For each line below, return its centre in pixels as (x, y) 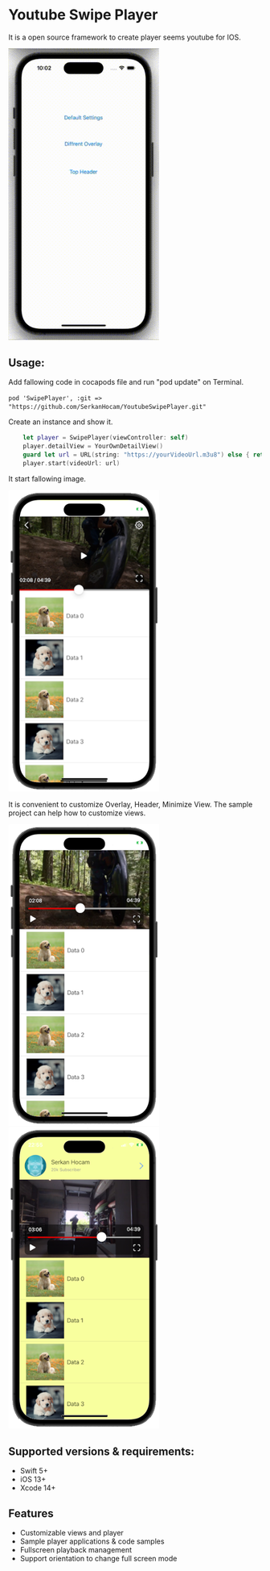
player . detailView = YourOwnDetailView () (93, 446)
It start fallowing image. (47, 478)
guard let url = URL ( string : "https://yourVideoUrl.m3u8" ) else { (136, 454)
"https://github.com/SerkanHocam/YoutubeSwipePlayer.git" (107, 407)
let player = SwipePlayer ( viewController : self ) (106, 438)
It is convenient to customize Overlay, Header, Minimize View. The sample (131, 804)
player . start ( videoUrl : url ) (72, 463)
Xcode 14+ (38, 1488)
